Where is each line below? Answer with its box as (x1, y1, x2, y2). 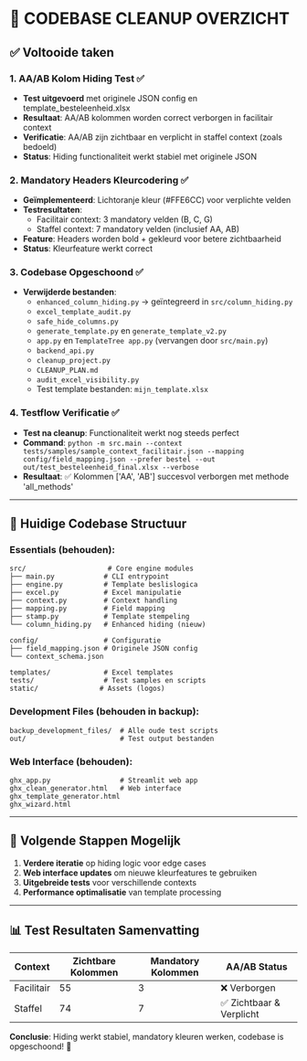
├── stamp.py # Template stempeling (9, 612, 190, 621)
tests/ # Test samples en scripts (9, 676, 206, 685)
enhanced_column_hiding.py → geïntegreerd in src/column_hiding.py (36, 296, 293, 307)
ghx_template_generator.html (9, 792, 121, 801)
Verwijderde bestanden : (22, 287, 117, 298)
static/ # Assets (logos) (9, 684, 166, 694)
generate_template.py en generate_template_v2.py (36, 325, 227, 336)
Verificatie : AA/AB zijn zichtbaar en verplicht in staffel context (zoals (22, 132, 283, 143)
